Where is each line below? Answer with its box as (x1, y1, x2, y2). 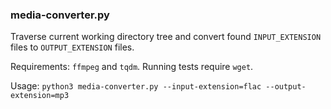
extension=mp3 (10, 91, 70, 101)
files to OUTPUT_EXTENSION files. (10, 41, 135, 53)
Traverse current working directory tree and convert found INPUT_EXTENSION (10, 31, 322, 43)
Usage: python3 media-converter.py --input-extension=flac (10, 80, 262, 92)
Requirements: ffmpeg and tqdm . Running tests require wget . (10, 61, 254, 73)
